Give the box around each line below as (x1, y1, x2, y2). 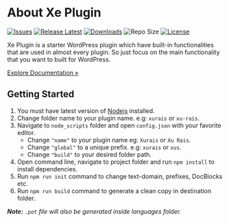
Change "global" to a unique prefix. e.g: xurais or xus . (27, 143, 182, 151)
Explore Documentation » (7, 69, 79, 77)
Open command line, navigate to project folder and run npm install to (16, 158, 215, 166)
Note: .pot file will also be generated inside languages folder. (7, 207, 182, 215)
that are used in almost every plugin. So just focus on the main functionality (7, 48, 221, 56)
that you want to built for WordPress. (7, 55, 111, 63)
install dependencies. (16, 164, 77, 173)
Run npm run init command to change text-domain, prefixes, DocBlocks (16, 172, 223, 180)
